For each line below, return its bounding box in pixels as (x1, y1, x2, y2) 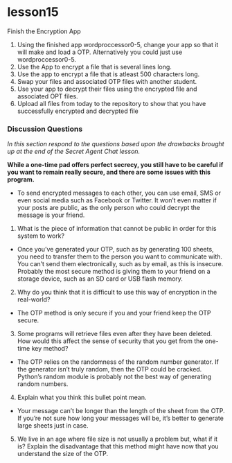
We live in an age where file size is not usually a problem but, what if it (17, 435, 218, 444)
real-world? (17, 295, 51, 304)
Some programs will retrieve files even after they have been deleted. (17, 330, 213, 338)
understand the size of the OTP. (17, 450, 109, 458)
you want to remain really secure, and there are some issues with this (7, 168, 211, 177)
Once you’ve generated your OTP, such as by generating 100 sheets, (17, 245, 214, 254)
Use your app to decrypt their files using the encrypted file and (17, 85, 197, 93)
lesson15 (7, 4, 59, 20)
